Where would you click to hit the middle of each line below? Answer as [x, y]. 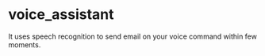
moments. [25, 44]
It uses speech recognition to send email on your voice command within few [133, 36]
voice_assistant [61, 15]
